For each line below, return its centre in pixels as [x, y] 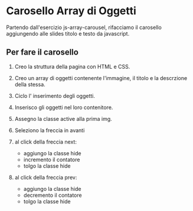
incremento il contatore [52, 159]
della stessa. [30, 84]
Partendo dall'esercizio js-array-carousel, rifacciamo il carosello [84, 27]
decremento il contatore [53, 195]
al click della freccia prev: [46, 177]
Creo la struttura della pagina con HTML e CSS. [72, 66]
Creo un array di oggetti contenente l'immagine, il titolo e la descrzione [101, 78]
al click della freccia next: [45, 142]
